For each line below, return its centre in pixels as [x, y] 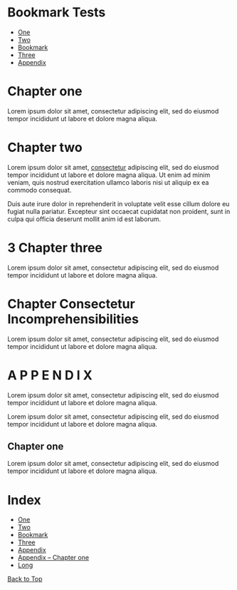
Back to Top [25, 579]
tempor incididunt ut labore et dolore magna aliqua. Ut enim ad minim [109, 175]
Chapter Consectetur [71, 304]
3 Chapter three [55, 248]
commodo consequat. [39, 190]
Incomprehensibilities [73, 319]
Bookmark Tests [57, 12]
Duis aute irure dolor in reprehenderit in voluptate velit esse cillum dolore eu [118, 203]
